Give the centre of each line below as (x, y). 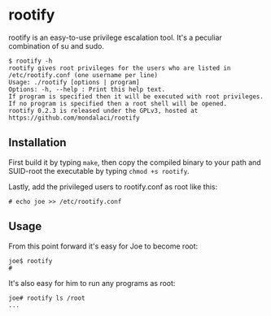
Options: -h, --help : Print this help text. (87, 89)
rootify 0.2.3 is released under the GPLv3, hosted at (103, 110)
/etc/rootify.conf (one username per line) (83, 75)
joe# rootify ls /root (47, 298)
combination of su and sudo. (56, 45)
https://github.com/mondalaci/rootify (74, 118)
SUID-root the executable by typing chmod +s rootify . (99, 171)
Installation (37, 143)
